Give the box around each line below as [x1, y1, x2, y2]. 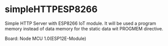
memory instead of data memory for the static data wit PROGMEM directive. [5, 25, 163, 31]
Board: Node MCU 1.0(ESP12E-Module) [5, 35, 87, 41]
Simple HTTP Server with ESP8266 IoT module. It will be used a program [5, 20, 156, 26]
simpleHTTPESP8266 [5, 4, 98, 15]
